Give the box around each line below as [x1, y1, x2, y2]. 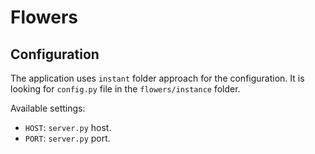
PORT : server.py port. [24, 132, 111, 144]
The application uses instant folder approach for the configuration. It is [10, 72, 305, 84]
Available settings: [10, 102, 86, 114]
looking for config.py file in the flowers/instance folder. [10, 83, 241, 95]
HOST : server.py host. [24, 122, 112, 133]
